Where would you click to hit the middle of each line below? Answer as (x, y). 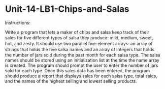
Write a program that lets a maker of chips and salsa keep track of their (77, 32)
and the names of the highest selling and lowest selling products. (71, 81)
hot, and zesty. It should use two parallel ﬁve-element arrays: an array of (79, 43)
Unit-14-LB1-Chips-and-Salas (67, 9)
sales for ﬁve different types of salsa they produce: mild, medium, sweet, (79, 37)
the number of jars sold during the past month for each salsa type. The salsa (83, 55)
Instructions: (18, 23)
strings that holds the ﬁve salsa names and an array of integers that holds (80, 49)
